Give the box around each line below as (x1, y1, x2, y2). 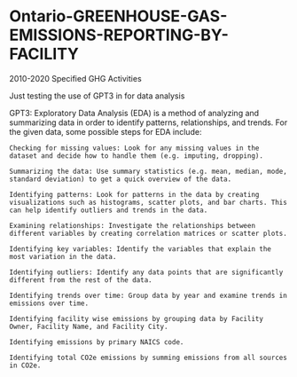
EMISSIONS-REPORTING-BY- (9, 25, 229, 45)
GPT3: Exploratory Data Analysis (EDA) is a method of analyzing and (9, 107, 260, 118)
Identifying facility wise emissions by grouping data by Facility (9, 314, 264, 323)
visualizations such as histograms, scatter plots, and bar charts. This (9, 198, 288, 207)
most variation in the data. (9, 252, 117, 261)
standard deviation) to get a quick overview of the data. (9, 175, 232, 184)
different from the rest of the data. (9, 275, 152, 285)
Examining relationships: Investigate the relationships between (9, 221, 255, 230)
